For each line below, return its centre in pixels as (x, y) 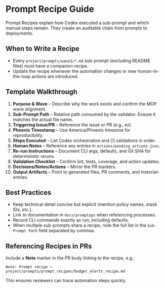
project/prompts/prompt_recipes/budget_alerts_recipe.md (65, 271)
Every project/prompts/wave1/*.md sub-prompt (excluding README (82, 61)
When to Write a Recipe (42, 49)
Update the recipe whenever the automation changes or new (75, 71)
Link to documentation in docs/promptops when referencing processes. (84, 215)
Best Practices (28, 193)
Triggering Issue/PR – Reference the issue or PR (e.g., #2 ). (72, 125)
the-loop (22, 76)
